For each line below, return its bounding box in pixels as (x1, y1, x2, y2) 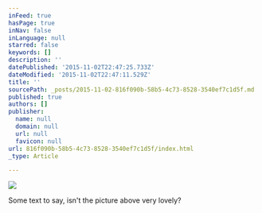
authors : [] (8, 100, 48, 108)
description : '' (8, 56, 62, 64)
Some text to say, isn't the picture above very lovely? (8, 196, 182, 205)
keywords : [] (8, 48, 52, 56)
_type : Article (8, 152, 59, 160)
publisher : (8, 108, 45, 116)
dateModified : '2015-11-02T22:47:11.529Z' (8, 71, 151, 79)
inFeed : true (8, 11, 52, 20)
